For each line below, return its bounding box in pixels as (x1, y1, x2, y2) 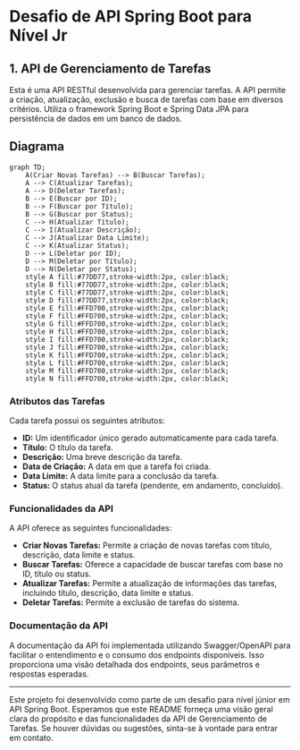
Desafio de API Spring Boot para (9, 6, 253, 27)
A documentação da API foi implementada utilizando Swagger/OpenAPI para (9, 640, 291, 651)
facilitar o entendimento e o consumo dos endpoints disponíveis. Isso (9, 649, 265, 660)
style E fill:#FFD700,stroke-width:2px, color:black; (25, 303, 229, 312)
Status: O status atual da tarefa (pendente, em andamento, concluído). (21, 481, 283, 491)
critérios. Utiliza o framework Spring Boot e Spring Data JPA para (9, 104, 249, 114)
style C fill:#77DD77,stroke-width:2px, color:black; (25, 288, 229, 297)
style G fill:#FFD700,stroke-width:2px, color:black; (25, 320, 229, 328)
